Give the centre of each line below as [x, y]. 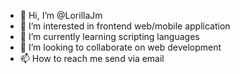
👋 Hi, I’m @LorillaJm [61, 15]
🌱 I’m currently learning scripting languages [109, 36]
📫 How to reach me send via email [92, 58]
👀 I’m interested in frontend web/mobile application [125, 26]
